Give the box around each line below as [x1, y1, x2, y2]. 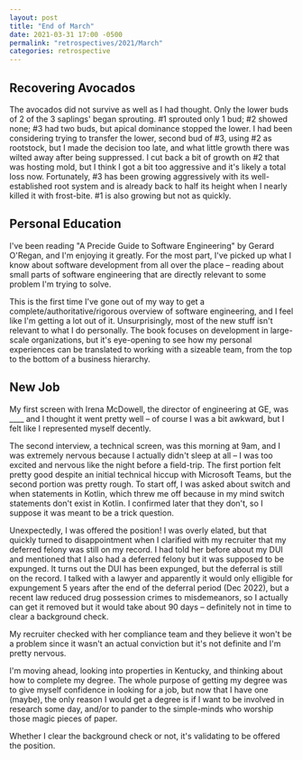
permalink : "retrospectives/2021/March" [9, 38, 164, 48]
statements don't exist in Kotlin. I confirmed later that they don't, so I [9, 498, 263, 508]
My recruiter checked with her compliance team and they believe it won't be [9, 628, 292, 639]
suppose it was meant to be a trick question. [9, 507, 174, 518]
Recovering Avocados [9, 80, 136, 96]
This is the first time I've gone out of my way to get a [9, 296, 206, 307]
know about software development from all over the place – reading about [9, 259, 284, 270]
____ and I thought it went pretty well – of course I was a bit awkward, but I [9, 413, 285, 424]
